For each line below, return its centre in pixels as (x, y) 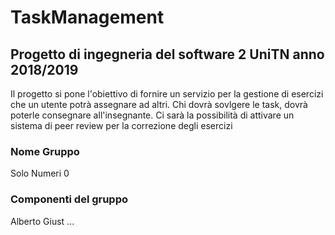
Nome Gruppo (45, 151)
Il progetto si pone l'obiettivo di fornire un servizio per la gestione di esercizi (167, 94)
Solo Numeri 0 (40, 173)
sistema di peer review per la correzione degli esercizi (121, 125)
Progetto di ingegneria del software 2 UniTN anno (167, 54)
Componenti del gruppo (69, 199)
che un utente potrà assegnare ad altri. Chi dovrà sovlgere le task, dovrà (159, 104)
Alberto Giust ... (42, 221)
